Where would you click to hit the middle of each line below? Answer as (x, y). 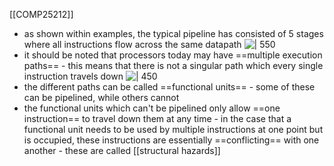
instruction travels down (73, 76)
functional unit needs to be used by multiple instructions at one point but (173, 129)
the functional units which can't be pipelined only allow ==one (152, 108)
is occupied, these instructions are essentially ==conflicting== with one (171, 140)
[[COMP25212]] (41, 14)
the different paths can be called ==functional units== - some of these (169, 87)
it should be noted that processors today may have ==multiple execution (173, 55)
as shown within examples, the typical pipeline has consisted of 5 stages (173, 33)
